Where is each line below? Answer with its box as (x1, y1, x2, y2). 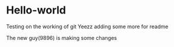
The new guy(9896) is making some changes (6, 34, 117, 41)
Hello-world (6, 4, 67, 17)
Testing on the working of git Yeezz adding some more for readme (6, 23, 169, 30)
